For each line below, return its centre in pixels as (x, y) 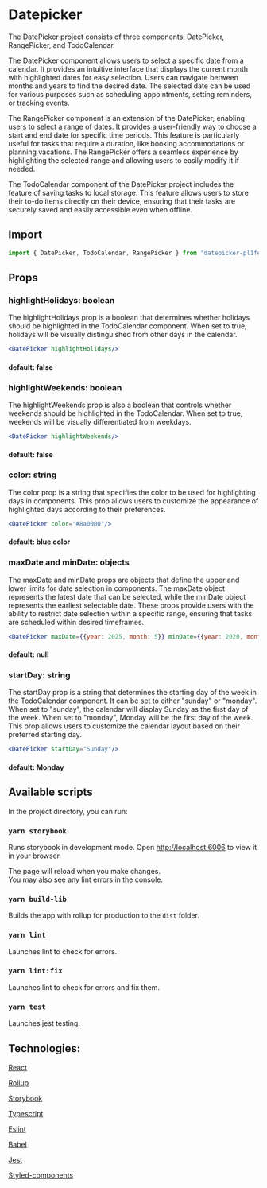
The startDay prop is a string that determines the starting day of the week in (132, 693)
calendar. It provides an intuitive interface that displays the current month (128, 68)
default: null (29, 654)
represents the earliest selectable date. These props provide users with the (131, 605)
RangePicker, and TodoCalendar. (62, 45)
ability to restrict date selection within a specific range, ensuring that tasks (130, 613)
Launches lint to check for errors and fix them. (84, 987)
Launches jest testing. (44, 1023)
